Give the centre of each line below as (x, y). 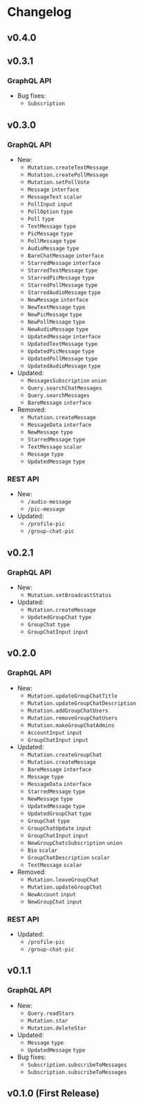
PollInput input (50, 204)
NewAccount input (51, 894)
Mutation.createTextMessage (68, 167)
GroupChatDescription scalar (69, 858)
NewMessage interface (58, 300)
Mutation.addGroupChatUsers (68, 711)
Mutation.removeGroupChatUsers (73, 718)
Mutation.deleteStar (57, 1028)
